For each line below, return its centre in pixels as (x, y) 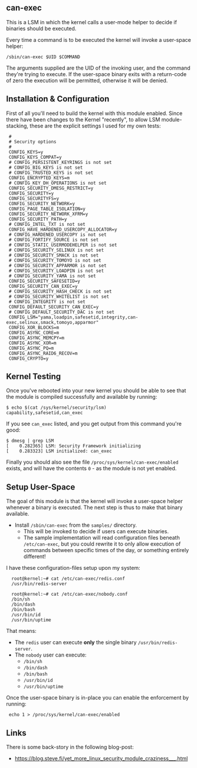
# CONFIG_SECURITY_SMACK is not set (54, 255)
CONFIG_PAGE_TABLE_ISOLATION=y (47, 209)
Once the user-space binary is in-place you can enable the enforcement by (98, 698)
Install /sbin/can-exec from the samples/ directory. (76, 525)
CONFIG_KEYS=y (26, 152)
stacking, (17, 126)
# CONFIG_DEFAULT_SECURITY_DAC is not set (62, 312)
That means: (21, 631)
